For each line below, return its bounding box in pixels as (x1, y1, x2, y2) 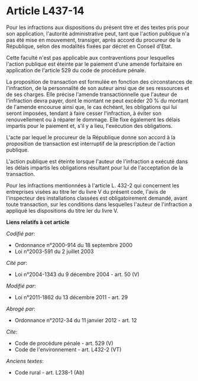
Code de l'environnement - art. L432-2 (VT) (14, 345, 122, 353)
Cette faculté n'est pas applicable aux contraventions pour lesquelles (6, 54, 175, 61)
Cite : (6, 328, 18, 335)
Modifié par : (6, 282, 37, 289)
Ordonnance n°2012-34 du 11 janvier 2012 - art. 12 (14, 316, 137, 324)
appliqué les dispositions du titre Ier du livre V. (6, 207, 119, 214)
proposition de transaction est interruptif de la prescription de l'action (6, 140, 176, 147)
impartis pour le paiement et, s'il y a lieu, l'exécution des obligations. (6, 122, 173, 129)
